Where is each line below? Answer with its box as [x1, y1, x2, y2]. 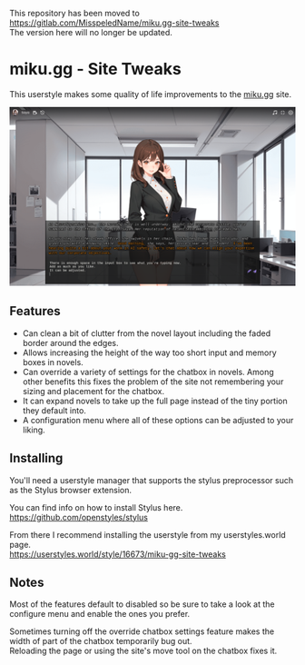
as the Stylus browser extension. [9, 484, 133, 495]
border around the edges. [22, 337, 119, 348]
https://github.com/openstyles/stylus [9, 511, 148, 522]
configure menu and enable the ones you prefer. [9, 609, 191, 620]
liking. [22, 424, 45, 435]
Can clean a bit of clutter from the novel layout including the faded [22, 327, 271, 339]
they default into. [22, 404, 86, 416]
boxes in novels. [22, 356, 84, 367]
